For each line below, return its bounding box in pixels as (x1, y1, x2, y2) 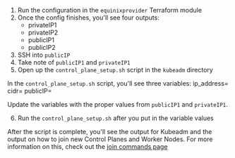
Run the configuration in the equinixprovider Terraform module (17, 6, 203, 14)
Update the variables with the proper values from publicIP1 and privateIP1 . (7, 100, 228, 108)
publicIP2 (28, 44, 56, 51)
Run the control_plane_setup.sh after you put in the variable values (17, 114, 214, 122)
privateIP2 (28, 28, 59, 37)
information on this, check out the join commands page (7, 143, 168, 150)
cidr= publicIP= (7, 87, 52, 95)
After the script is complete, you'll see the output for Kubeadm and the (7, 128, 212, 136)
